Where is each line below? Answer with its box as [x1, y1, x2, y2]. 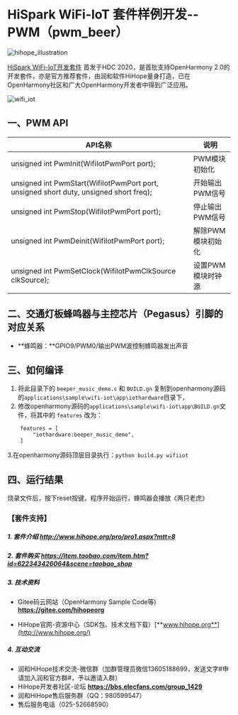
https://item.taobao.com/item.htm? [40, 552, 149, 560]
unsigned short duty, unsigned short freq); [11, 187, 152, 197]
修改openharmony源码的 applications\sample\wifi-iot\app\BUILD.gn [17, 402, 220, 410]
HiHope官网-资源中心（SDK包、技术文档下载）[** [17, 620, 164, 628]
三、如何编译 [7, 364, 64, 376]
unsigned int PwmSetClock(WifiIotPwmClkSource [11, 266, 176, 275]
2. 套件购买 [7, 552, 40, 560]
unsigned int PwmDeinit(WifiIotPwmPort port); [11, 236, 165, 246]
